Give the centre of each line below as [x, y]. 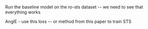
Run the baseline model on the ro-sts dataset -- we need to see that [74, 7]
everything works [23, 12]
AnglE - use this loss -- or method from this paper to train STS [68, 22]
